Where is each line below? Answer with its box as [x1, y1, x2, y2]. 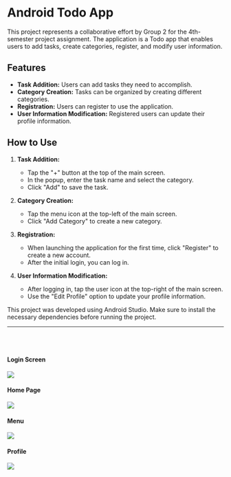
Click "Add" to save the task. [27, 183, 109, 191]
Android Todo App [7, 5, 114, 21]
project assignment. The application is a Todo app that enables [35, 34, 213, 43]
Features [7, 62, 46, 74]
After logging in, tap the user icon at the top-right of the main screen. [27, 285, 223, 293]
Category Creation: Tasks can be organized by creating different [16, 87, 202, 96]
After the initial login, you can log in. [27, 258, 129, 266]
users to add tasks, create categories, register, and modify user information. [7, 42, 223, 50]
